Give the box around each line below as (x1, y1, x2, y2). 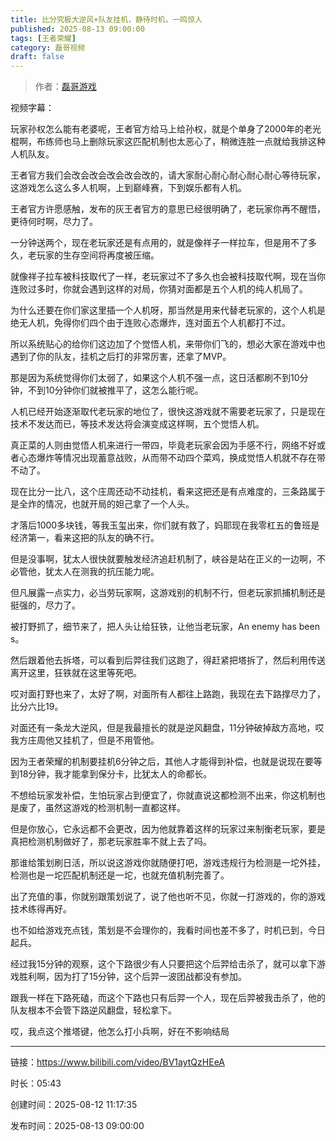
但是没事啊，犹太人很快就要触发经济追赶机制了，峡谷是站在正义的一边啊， (10, 553, 317, 565)
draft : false (10, 52, 65, 62)
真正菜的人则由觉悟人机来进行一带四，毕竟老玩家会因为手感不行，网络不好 (10, 439, 317, 451)
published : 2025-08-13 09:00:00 (10, 24, 145, 34)
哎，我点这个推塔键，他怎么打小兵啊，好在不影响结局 (10, 1026, 230, 1038)
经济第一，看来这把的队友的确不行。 (10, 532, 160, 544)
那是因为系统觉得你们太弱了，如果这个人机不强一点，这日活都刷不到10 (10, 372, 300, 384)
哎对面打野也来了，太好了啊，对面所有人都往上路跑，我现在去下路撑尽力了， (10, 688, 326, 700)
